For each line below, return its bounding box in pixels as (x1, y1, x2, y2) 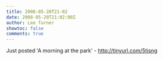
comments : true (6, 31, 44, 37)
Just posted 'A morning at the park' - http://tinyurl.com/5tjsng (6, 47, 158, 54)
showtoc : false (6, 25, 44, 31)
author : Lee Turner (6, 20, 55, 26)
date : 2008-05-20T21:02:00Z (6, 14, 76, 20)
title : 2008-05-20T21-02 (6, 8, 68, 15)
